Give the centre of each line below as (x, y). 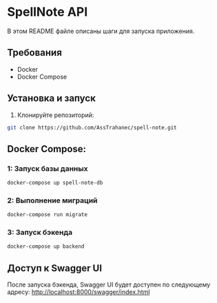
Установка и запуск (52, 98)
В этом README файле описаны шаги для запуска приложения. (101, 31)
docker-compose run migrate (48, 215)
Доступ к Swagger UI (54, 268)
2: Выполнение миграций (52, 200)
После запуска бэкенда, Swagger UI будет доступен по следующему (109, 285)
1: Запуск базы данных (48, 168)
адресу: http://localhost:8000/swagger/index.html (79, 292)
